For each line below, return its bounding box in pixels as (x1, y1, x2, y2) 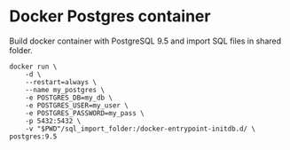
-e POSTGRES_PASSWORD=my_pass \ (25, 108, 145, 117)
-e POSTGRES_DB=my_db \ (25, 93, 114, 102)
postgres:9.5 (9, 131, 58, 141)
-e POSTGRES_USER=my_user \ (25, 100, 129, 110)
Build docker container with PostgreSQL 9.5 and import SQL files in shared (9, 36, 282, 46)
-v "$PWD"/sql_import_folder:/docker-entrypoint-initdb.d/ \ (25, 124, 255, 133)
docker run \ (9, 62, 58, 71)
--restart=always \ (25, 77, 98, 86)
